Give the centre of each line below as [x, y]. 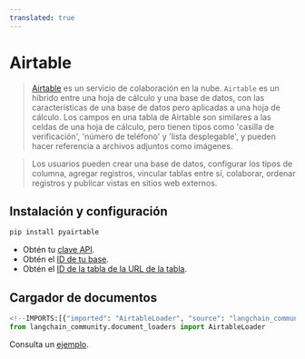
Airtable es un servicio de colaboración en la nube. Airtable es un [155, 88]
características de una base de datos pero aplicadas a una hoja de [156, 107]
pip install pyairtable [54, 233]
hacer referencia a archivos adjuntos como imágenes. [132, 145]
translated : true [42, 18]
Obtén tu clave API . [59, 250]
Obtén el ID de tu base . [65, 259]
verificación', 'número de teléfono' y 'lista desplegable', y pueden [154, 136]
